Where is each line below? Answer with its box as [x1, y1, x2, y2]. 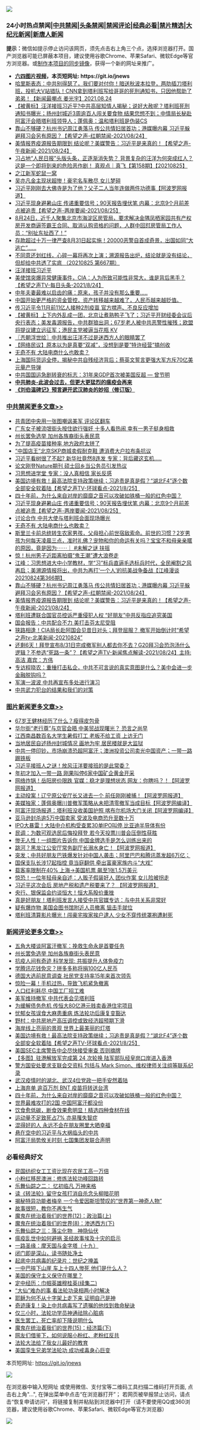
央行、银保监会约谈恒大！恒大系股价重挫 [14, 889, 114, 896]
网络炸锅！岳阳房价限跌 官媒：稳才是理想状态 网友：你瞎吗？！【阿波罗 [14, 777, 190, 784]
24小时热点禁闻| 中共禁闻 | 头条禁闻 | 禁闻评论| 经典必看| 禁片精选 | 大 [6, 21, 192, 29]
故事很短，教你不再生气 [14, 1205, 73, 1212]
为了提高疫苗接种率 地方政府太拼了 [14, 440, 100, 447]
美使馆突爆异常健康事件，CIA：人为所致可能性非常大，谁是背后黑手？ [14, 274, 186, 281]
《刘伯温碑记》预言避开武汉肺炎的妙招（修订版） [14, 386, 135, 394]
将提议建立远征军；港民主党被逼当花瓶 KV [14, 326, 118, 334]
